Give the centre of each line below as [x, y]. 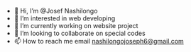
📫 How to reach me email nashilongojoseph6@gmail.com [99, 41]
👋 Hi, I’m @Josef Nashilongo [56, 11]
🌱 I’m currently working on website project [76, 26]
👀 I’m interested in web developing [65, 18]
